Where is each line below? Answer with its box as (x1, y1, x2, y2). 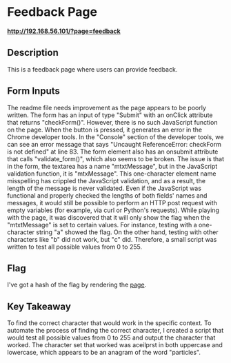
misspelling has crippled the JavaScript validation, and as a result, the (7, 176, 205, 185)
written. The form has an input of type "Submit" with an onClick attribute (7, 111, 213, 119)
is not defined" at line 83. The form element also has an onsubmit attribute (7, 147, 219, 156)
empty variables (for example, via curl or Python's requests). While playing (7, 206, 219, 214)
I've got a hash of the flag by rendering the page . (7, 280, 147, 289)
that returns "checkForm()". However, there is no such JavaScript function (7, 118, 218, 126)
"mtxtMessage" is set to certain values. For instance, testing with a (7, 220, 198, 229)
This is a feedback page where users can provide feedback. (7, 65, 178, 73)
